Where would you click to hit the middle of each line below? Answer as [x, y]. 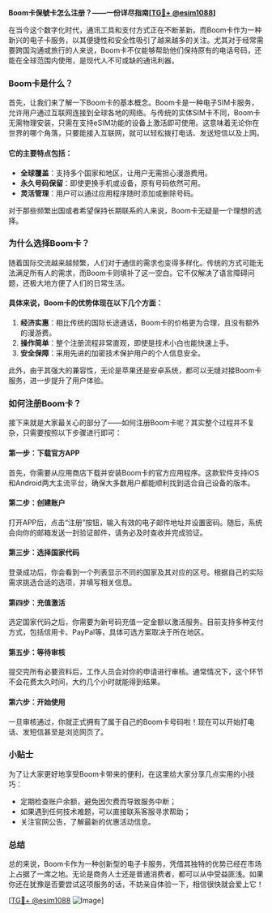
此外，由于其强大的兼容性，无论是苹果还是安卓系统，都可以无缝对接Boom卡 [135, 370]
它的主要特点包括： [40, 153]
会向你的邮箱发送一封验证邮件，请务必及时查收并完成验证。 [108, 532]
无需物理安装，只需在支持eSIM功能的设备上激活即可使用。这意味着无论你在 [134, 123]
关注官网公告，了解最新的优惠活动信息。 [87, 821]
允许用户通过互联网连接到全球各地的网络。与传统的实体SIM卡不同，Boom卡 [134, 113]
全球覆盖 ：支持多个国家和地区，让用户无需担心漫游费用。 [116, 173]
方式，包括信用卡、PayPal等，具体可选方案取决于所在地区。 [108, 632]
